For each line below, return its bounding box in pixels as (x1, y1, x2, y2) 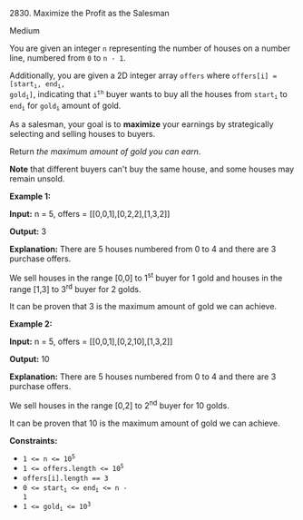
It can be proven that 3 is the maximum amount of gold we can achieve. (9, 301, 278, 312)
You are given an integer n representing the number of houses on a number (9, 43, 291, 54)
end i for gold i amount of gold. (9, 100, 122, 113)
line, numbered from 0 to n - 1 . (9, 53, 126, 63)
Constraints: (9, 436, 58, 446)
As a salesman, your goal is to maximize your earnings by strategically (9, 119, 274, 130)
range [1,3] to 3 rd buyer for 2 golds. (9, 281, 142, 294)
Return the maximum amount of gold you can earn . (9, 146, 201, 157)
